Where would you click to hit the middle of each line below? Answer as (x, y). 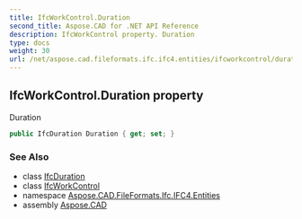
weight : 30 (30, 51)
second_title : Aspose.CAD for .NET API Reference (104, 26)
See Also (29, 156)
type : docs (30, 43)
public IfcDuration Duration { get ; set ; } (92, 134)
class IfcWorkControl (61, 186)
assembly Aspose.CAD (65, 205)
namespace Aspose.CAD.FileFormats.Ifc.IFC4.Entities (121, 195)
